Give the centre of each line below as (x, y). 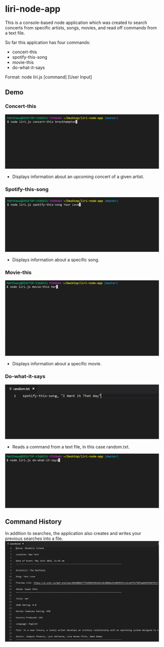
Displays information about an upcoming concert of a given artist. (78, 177)
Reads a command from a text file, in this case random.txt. (71, 446)
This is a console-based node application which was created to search (76, 22)
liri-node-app (33, 9)
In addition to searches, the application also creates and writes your (73, 534)
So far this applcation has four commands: (48, 42)
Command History (33, 522)
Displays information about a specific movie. (57, 364)
